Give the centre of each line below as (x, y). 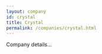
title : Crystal (25, 22)
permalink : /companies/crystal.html (51, 28)
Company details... (29, 45)
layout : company (26, 11)
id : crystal (21, 17)
